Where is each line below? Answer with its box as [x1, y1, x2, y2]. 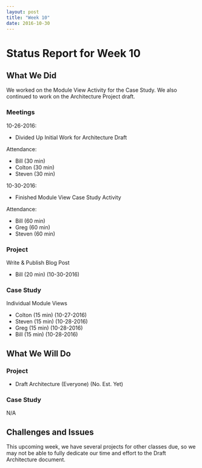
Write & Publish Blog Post [6, 259, 70, 266]
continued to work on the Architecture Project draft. [6, 93, 135, 100]
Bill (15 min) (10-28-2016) [15, 331, 78, 338]
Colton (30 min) [15, 163, 55, 171]
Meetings [6, 108, 35, 117]
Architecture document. [6, 456, 66, 463]
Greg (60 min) [15, 223, 50, 231]
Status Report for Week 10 [6, 46, 141, 60]
